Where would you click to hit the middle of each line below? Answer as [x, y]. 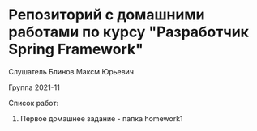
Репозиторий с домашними [107, 15]
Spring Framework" [76, 49]
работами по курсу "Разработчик [129, 32]
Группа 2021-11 [34, 87]
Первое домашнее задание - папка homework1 [102, 118]
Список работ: [34, 103]
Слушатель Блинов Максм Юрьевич [71, 71]
